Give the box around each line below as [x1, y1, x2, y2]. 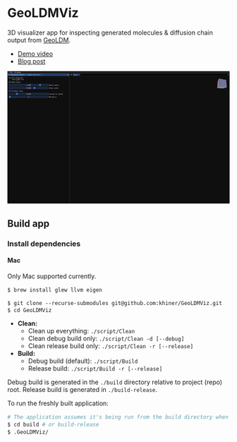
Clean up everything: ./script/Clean [28, 326, 135, 335]
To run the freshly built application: [7, 399, 109, 407]
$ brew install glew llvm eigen [7, 286, 102, 294]
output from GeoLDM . [7, 35, 71, 44]
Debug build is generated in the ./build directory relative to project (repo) [7, 378, 223, 386]
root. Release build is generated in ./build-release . [7, 385, 157, 393]
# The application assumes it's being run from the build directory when [7, 413, 229, 421]
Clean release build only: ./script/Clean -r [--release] [28, 341, 194, 350]
